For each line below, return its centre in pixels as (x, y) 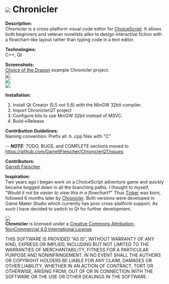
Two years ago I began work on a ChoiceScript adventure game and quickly (84, 182)
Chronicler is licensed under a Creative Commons (58, 224)
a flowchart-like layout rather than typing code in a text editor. (70, 40)
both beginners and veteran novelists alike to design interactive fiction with (84, 34)
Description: (19, 23)
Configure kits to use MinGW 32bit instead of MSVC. (67, 116)
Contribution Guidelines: (32, 131)
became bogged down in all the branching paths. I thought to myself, (77, 187)
